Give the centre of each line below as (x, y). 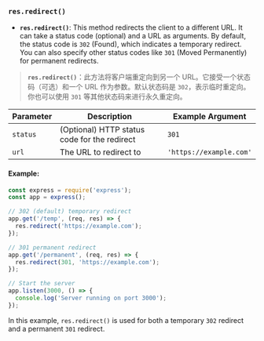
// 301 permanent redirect (52, 247)
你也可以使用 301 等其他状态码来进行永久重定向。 (107, 96)
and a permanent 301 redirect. (57, 328)
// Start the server (42, 284)
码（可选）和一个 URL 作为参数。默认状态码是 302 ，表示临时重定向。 (139, 87)
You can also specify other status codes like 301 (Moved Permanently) (133, 53)
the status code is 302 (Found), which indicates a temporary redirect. (130, 44)
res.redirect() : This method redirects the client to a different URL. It (131, 27)
